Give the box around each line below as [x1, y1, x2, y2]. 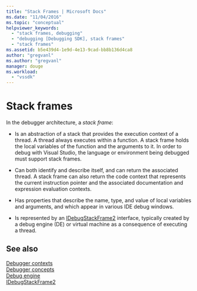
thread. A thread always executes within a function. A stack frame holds [14, 136, 189, 144]
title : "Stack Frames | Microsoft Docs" [6, 8, 107, 15]
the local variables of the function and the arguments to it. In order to [14, 143, 182, 150]
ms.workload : [6, 69, 38, 75]
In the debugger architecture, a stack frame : [6, 119, 113, 126]
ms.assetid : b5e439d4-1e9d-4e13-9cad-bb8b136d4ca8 [6, 47, 133, 53]
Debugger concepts [6, 266, 55, 273]
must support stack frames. [14, 155, 82, 162]
